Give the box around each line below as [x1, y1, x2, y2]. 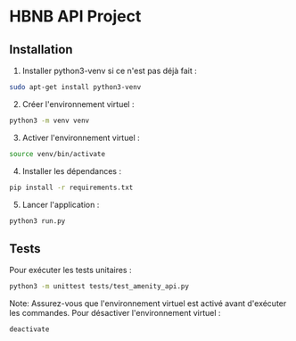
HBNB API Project [9, 6, 142, 27]
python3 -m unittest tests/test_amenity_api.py [9, 282, 190, 291]
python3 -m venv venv [9, 116, 90, 125]
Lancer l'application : [21, 199, 100, 210]
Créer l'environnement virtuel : [21, 98, 135, 109]
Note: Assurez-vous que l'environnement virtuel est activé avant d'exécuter [9, 298, 287, 309]
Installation [9, 42, 73, 57]
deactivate [9, 325, 50, 334]
